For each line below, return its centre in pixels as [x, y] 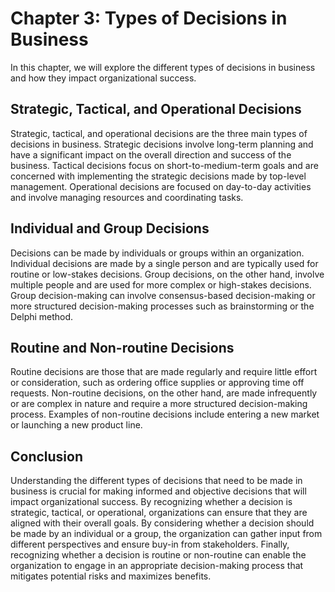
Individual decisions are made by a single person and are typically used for [164, 263]
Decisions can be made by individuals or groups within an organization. [157, 253]
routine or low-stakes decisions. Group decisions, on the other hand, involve [167, 274]
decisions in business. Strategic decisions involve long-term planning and [162, 144]
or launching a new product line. [76, 425]
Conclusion [47, 456]
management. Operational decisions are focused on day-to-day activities [161, 186]
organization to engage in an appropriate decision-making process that [157, 566]
